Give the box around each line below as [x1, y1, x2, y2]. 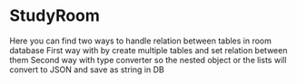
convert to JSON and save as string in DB [9, 64, 165, 75]
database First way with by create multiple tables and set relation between [9, 44, 288, 55]
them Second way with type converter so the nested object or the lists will [9, 54, 287, 65]
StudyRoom [9, 5, 100, 26]
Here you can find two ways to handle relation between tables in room [9, 35, 272, 46]
